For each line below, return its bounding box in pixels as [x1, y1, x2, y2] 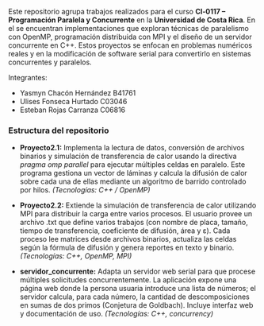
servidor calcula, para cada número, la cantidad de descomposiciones [19, 292, 250, 301]
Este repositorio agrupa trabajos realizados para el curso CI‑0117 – [8, 7, 226, 16]
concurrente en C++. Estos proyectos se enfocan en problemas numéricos [8, 41, 252, 50]
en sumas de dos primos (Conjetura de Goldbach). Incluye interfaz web [19, 301, 254, 310]
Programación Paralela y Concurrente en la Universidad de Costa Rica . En [8, 15, 256, 25]
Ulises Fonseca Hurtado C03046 [19, 97, 128, 106]
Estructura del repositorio [8, 125, 109, 136]
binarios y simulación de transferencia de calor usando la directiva [19, 151, 237, 161]
